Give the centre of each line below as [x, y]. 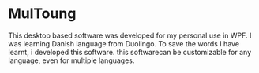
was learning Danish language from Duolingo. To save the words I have [124, 43]
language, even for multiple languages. [71, 60]
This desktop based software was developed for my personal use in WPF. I [130, 35]
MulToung [42, 14]
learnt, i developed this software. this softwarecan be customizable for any [130, 52]
